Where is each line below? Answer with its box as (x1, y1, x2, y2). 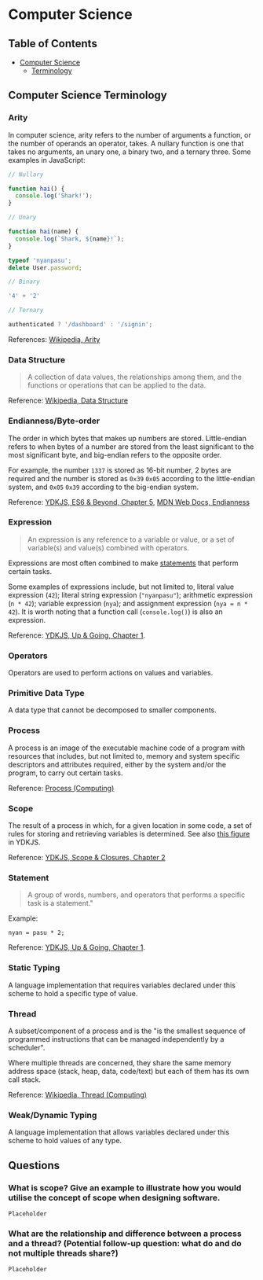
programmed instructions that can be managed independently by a (8, 1034, 225, 1043)
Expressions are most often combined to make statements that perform (8, 558, 239, 568)
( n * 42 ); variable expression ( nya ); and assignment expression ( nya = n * (8, 598, 248, 608)
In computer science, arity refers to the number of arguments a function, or (8, 130, 251, 139)
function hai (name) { (8, 228, 79, 236)
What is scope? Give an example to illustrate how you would (8, 1182, 242, 1193)
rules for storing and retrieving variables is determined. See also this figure (8, 829, 250, 839)
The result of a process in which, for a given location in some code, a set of (8, 821, 253, 830)
